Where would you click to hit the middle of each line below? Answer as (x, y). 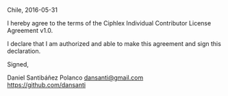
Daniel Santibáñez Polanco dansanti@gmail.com (75, 77)
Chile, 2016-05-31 (33, 10)
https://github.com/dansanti (47, 85)
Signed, (18, 64)
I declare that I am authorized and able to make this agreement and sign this (114, 44)
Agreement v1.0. (30, 31)
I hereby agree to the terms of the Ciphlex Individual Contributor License (109, 23)
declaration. (24, 51)
